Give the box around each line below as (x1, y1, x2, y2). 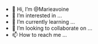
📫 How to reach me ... (11, 32, 67, 38)
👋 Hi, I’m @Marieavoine (11, 6, 69, 12)
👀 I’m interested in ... (11, 12, 62, 19)
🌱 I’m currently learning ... (11, 18, 75, 25)
